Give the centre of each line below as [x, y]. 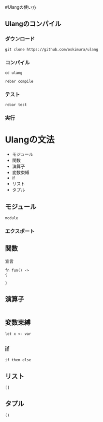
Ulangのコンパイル [33, 24]
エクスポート [20, 231]
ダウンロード [20, 39]
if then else [18, 360]
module [12, 218]
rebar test [16, 105]
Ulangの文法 [30, 140]
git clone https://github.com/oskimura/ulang [51, 49]
